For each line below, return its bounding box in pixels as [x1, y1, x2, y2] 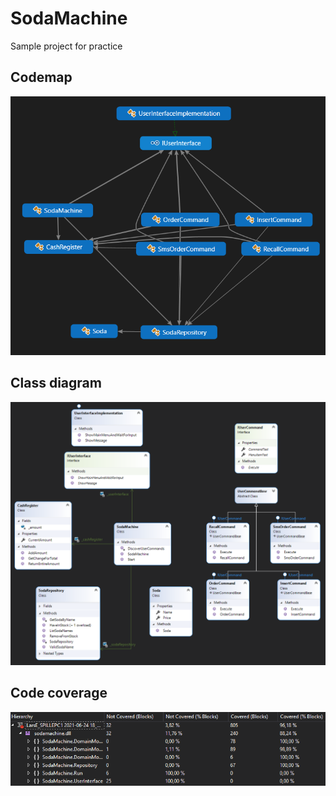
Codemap [10, 69, 73, 86]
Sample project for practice [10, 40, 123, 52]
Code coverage [10, 685, 108, 702]
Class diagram [10, 375, 102, 392]
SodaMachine [10, 7, 128, 30]
